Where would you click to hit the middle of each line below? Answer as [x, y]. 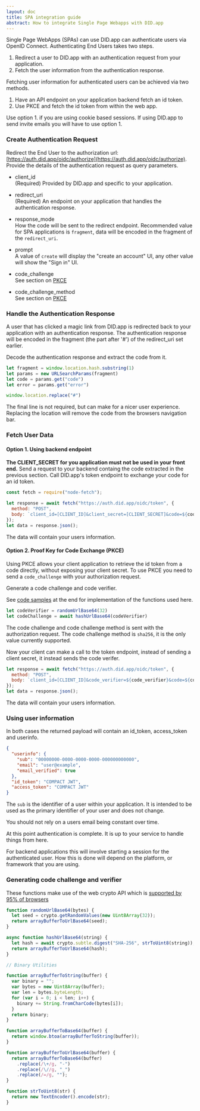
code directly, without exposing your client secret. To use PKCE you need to [99, 570]
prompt [24, 250]
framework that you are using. [43, 864]
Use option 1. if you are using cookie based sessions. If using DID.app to [95, 118]
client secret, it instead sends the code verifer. [63, 658]
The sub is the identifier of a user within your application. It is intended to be [99, 804]
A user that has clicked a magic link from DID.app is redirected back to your [99, 327]
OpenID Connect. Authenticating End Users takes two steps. [80, 46]
